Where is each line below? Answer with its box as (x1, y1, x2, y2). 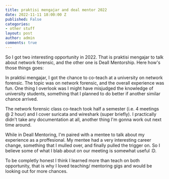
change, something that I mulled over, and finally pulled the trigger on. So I (5, 142, 160, 148)
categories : (5, 21, 30, 27)
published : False (5, 17, 42, 22)
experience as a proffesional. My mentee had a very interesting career (5, 137, 151, 143)
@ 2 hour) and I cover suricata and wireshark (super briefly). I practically (5, 111, 156, 117)
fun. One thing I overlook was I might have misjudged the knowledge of (5, 85, 154, 91)
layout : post (5, 31, 33, 36)
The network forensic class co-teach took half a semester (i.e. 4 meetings (5, 105, 159, 111)
